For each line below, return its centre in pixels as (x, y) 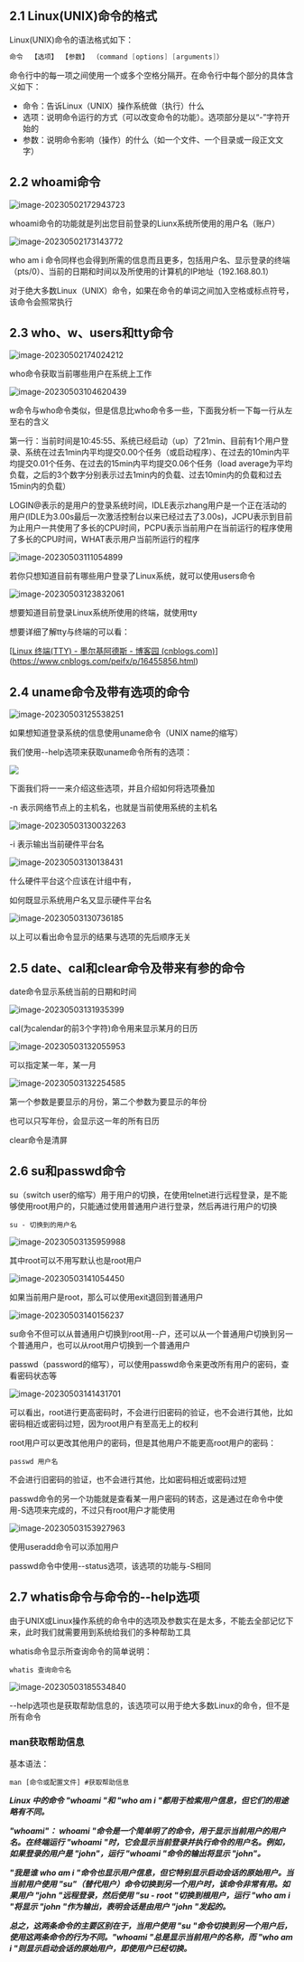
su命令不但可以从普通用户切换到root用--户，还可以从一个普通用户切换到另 (147, 1333)
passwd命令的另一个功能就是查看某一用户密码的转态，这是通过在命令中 (143, 1498)
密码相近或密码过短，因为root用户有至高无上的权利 (104, 1423)
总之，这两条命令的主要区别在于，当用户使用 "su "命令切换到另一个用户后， (151, 1925)
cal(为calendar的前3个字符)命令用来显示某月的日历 (104, 1028)
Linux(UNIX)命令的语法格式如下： (71, 40)
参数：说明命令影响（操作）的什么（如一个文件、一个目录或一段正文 (149, 139)
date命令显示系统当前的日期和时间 (73, 991)
